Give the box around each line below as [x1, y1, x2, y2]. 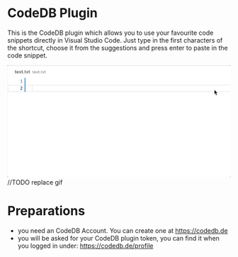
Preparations [7, 203, 86, 219]
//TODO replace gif [7, 177, 63, 186]
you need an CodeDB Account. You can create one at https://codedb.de [17, 226, 228, 235]
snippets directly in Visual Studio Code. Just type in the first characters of [7, 35, 223, 44]
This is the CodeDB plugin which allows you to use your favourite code [7, 28, 214, 37]
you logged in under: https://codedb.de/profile [17, 241, 154, 250]
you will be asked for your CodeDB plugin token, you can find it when [17, 234, 220, 242]
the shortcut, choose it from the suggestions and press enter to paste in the [7, 43, 228, 52]
